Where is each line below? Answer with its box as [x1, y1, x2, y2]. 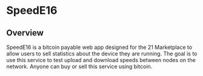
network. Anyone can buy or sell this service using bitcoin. [6, 63, 153, 70]
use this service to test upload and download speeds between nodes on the [6, 57, 196, 63]
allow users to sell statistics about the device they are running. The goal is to [6, 50, 198, 57]
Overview [6, 28, 44, 38]
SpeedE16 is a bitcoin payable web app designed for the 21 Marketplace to [6, 43, 193, 51]
